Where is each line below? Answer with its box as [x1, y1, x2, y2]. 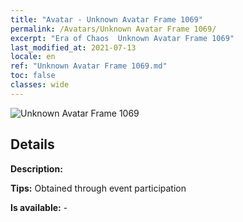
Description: [10, 162, 63, 175]
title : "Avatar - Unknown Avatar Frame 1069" [10, 14, 203, 25]
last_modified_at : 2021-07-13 [10, 42, 137, 53]
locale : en [10, 52, 56, 62]
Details [10, 136, 55, 153]
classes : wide [10, 80, 70, 90]
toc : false [10, 71, 56, 81]
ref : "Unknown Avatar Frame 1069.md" [10, 61, 168, 71]
